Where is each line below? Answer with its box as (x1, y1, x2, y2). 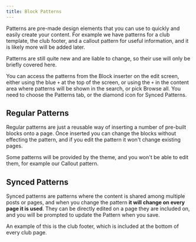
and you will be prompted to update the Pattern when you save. (6, 211, 160, 219)
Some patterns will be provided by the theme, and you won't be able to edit (6, 154, 189, 161)
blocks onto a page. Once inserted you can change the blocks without (6, 130, 177, 137)
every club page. (6, 229, 47, 236)
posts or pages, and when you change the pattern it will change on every (6, 199, 185, 206)
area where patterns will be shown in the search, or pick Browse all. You (6, 85, 181, 92)
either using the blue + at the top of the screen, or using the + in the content (6, 79, 190, 86)
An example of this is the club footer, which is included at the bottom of (6, 223, 180, 230)
